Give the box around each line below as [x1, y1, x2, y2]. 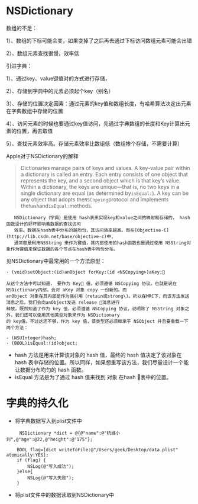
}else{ [17, 468, 33, 474]
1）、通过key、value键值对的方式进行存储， [6, 75, 111, 82]
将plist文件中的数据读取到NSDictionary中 [14, 491, 114, 498]
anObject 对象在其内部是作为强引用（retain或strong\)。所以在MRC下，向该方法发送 [6, 293, 190, 299]
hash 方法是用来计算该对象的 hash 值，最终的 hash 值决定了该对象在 [14, 351, 182, 358]
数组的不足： [6, 24, 37, 31]
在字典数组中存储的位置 [6, 107, 63, 114]
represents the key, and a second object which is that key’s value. [20, 176, 181, 184]
